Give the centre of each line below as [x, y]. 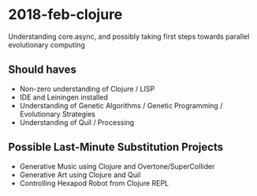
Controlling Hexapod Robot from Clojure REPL [94, 183]
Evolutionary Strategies [58, 114]
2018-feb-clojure [65, 15]
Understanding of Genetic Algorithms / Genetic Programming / [121, 105]
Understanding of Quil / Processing [77, 122]
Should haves [43, 70]
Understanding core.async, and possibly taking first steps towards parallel [129, 36]
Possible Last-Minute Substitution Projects [115, 147]
